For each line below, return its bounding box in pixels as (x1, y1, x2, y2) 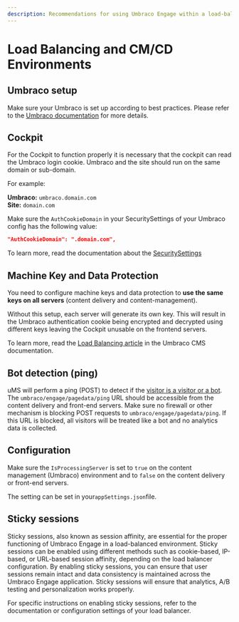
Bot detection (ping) (7, 367, 98, 379)
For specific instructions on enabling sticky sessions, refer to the (7, 598, 197, 607)
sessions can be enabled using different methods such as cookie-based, (7, 546, 221, 556)
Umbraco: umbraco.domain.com (7, 193, 97, 202)
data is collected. (7, 423, 58, 432)
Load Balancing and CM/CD (7, 41, 174, 57)
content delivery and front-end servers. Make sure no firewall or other (7, 400, 213, 410)
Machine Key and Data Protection (7, 269, 159, 281)
